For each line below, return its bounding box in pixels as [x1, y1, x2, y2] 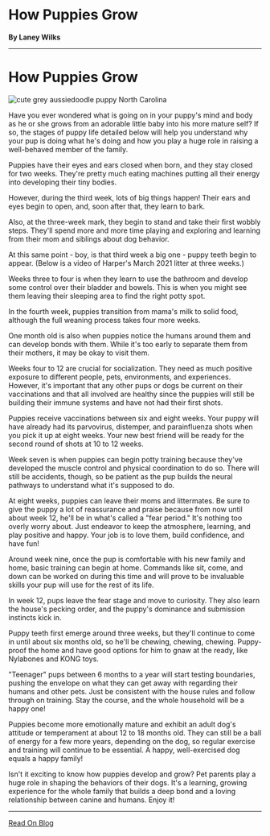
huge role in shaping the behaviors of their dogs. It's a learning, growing [8, 777, 247, 787]
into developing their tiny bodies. [8, 177, 117, 187]
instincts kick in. [8, 612, 62, 622]
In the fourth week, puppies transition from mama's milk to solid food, [8, 306, 239, 316]
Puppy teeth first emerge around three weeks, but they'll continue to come [8, 628, 256, 638]
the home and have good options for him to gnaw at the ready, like [27, 645, 248, 655]
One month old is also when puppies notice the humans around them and [8, 330, 252, 340]
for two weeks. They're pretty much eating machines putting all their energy [8, 168, 260, 178]
